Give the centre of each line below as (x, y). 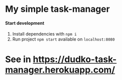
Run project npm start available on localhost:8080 (63, 39)
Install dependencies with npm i (44, 34)
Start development (25, 23)
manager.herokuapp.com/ (60, 70)
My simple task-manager (58, 9)
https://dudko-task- (75, 59)
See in (18, 59)
